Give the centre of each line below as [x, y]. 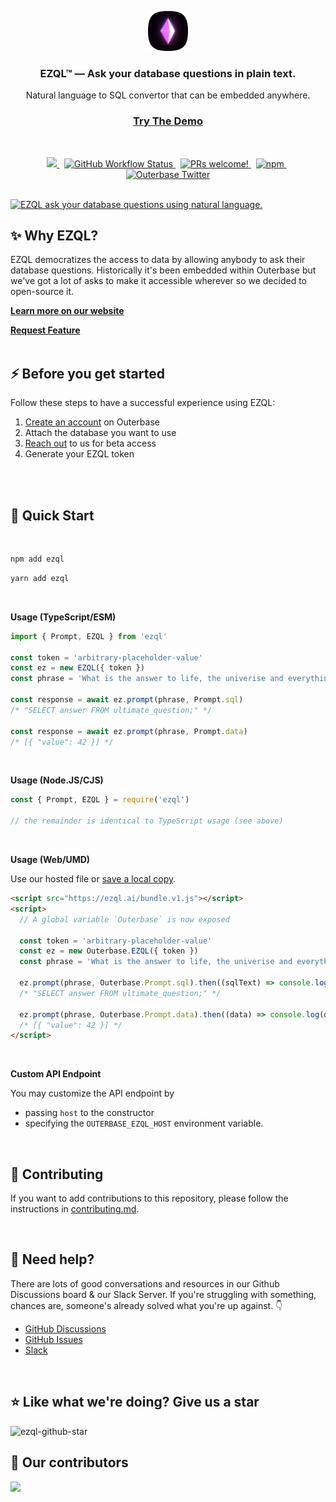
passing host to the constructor [89, 1113]
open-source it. [42, 292]
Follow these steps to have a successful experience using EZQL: [143, 403]
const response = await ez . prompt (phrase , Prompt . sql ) [127, 700]
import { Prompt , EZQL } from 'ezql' [89, 636]
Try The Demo [168, 121]
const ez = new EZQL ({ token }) [77, 668]
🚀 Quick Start [52, 515]
